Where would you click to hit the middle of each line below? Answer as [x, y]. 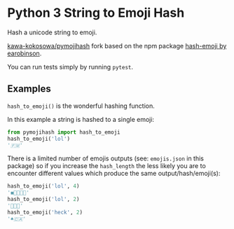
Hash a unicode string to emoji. [52, 32]
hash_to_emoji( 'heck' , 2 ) [45, 212]
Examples [29, 89]
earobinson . [25, 53]
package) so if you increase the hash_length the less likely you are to [107, 166]
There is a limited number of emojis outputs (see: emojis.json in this [106, 158]
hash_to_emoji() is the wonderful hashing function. [81, 106]
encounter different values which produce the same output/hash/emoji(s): [114, 174]
